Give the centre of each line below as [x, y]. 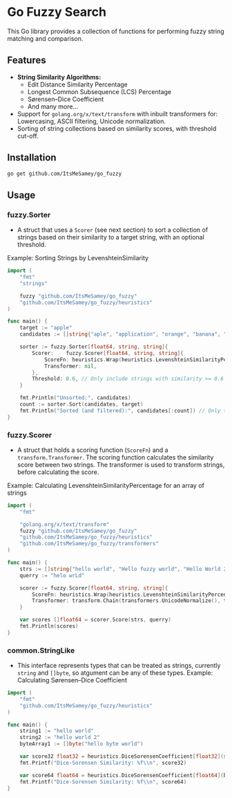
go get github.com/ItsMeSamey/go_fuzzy [65, 174]
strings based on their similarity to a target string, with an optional [111, 237]
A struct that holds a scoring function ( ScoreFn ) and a [93, 450]
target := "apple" [46, 328]
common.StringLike [41, 650]
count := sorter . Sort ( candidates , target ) [81, 404]
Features [27, 61]
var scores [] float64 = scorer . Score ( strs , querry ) [95, 620]
